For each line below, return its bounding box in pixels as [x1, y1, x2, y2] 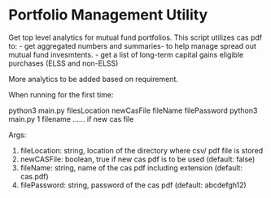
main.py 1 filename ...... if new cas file [8, 114, 134, 123]
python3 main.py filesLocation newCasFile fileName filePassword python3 [8, 105, 258, 115]
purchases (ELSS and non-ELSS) [8, 58, 119, 68]
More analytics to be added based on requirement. [8, 74, 179, 84]
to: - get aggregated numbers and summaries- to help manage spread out [8, 41, 256, 50]
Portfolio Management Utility [8, 6, 208, 24]
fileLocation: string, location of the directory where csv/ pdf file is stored [20, 145, 264, 155]
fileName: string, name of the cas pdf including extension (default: [20, 162, 243, 172]
